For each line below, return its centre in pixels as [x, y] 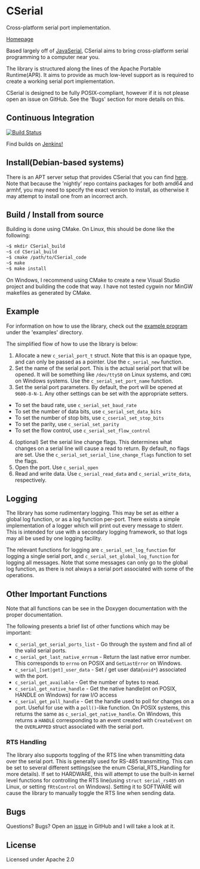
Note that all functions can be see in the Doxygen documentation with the [97, 608]
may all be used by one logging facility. [54, 538]
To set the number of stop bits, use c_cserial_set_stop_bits [89, 417]
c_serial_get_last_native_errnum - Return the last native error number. [103, 657]
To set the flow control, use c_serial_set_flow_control [82, 430]
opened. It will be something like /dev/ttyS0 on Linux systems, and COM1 [103, 374]
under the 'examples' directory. [45, 332]
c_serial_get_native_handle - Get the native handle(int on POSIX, [96, 689]
